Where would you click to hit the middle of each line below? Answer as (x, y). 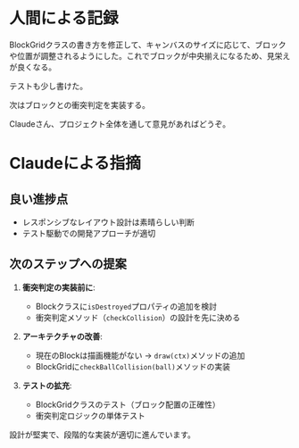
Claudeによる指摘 (75, 164)
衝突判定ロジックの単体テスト (90, 415)
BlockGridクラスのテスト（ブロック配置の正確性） (128, 404)
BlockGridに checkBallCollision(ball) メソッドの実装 (133, 366)
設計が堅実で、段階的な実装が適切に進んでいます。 (103, 435)
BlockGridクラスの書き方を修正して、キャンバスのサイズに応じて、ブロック (148, 45)
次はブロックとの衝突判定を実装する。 (79, 104)
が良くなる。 (33, 67)
